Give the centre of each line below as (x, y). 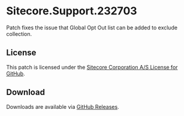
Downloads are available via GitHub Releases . (63, 106)
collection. (19, 33)
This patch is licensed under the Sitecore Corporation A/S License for (92, 67)
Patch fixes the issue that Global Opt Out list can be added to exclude (92, 28)
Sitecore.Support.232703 (72, 11)
